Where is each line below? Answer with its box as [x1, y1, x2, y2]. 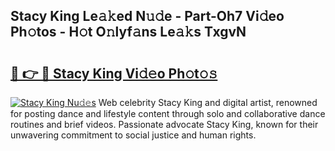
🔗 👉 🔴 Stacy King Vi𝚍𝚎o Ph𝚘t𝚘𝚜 [10, 65, 218, 82]
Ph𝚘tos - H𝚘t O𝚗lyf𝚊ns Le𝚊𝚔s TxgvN [10, 24, 247, 41]
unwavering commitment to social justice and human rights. [10, 129, 257, 141]
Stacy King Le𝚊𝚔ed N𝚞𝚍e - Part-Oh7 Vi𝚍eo [10, 8, 285, 25]
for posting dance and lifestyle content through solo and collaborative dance [10, 108, 326, 119]
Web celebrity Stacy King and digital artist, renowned [98, 97, 318, 108]
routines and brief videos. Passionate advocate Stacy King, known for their [10, 119, 319, 130]
